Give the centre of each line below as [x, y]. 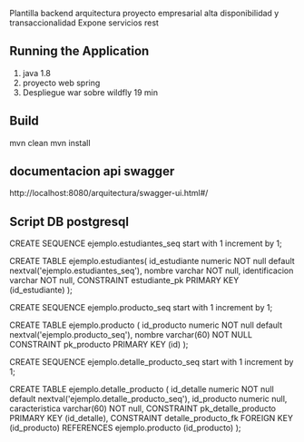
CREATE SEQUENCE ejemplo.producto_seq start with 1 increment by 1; [141, 308]
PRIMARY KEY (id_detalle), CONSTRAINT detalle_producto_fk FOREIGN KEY [151, 418]
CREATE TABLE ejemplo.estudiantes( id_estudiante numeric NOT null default [152, 261]
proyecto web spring [61, 83]
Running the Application [79, 51]
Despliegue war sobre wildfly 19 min [90, 92]
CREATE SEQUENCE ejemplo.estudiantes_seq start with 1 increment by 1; [146, 243]
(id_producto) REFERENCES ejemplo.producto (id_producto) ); [125, 428]
